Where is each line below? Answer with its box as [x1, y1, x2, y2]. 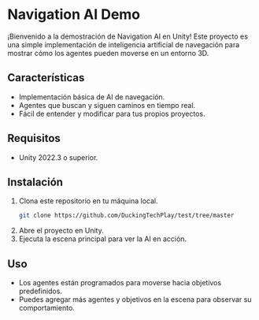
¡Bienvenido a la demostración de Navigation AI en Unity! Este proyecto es [7, 32, 249, 41]
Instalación [7, 175, 64, 188]
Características [7, 71, 85, 84]
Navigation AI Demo [7, 6, 141, 24]
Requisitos [7, 132, 61, 145]
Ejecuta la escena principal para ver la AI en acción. [18, 234, 187, 244]
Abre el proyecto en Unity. [18, 226, 104, 236]
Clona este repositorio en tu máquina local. [18, 196, 158, 206]
